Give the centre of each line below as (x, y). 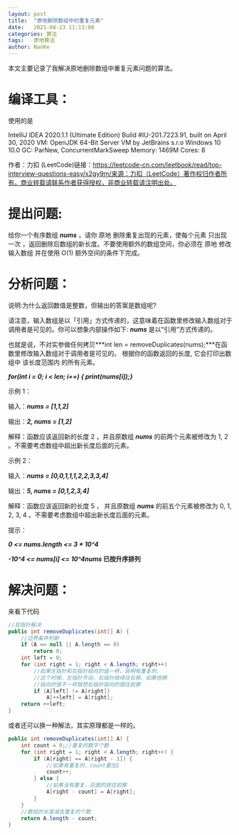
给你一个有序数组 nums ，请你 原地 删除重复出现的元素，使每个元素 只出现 (117, 235)
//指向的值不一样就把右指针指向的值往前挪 (87, 684)
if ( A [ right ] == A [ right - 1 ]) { (83, 759)
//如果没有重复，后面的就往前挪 (86, 785)
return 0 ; (48, 651)
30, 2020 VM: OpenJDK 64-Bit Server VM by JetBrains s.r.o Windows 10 (115, 142)
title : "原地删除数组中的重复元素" (56, 21)
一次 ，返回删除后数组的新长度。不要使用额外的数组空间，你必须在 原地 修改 (120, 243)
